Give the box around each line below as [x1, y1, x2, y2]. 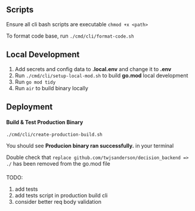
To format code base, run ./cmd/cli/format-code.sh [6, 32, 134, 39]
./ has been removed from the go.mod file [6, 160, 110, 167]
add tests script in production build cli [14, 191, 108, 199]
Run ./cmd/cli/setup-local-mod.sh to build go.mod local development [14, 72, 188, 79]
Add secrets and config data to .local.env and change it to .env [14, 65, 172, 72]
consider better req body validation [14, 198, 101, 205]
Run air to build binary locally [14, 84, 88, 91]
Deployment [6, 102, 53, 112]
